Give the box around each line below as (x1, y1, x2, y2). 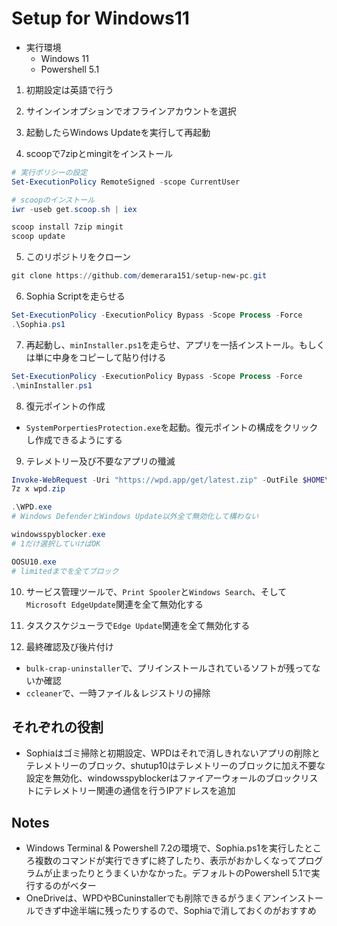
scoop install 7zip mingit (11, 222, 124, 232)
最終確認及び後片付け (25, 640, 114, 652)
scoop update (11, 232, 66, 242)
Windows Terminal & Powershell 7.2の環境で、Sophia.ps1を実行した (25, 842, 304, 854)
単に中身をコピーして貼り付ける (34, 351, 167, 363)
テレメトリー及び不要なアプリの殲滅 (25, 455, 176, 467)
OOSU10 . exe (11, 557, 57, 567)
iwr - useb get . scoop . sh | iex (11, 204, 138, 214)
